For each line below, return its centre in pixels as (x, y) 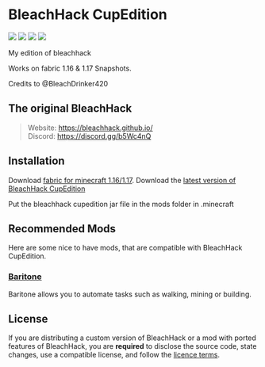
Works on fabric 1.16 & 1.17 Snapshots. (70, 68)
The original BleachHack (70, 109)
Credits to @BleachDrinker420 (58, 83)
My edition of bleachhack (50, 52)
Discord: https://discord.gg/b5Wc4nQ (89, 136)
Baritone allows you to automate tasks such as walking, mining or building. (130, 294)
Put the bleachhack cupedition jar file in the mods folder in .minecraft (121, 204)
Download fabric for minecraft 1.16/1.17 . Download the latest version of (122, 180)
